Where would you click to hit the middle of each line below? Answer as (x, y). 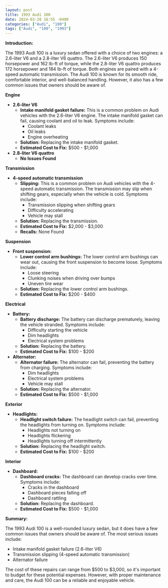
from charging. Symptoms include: (56, 368)
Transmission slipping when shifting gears (71, 205)
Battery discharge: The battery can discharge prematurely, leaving (90, 320)
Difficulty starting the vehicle (58, 330)
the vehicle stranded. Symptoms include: (63, 325)
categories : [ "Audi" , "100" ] (36, 24)
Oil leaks (37, 131)
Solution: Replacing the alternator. (56, 389)
